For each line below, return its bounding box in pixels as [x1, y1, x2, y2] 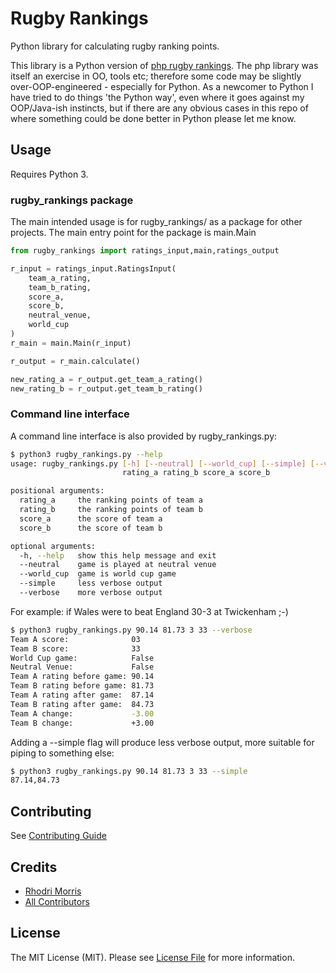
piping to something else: [10, 747, 115, 759]
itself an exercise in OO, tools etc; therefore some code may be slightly [10, 70, 302, 82]
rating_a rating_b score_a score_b [121, 468, 271, 478]
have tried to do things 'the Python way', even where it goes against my [10, 91, 305, 103]
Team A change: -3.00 [10, 708, 155, 719]
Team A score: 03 [10, 634, 141, 644]
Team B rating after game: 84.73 [10, 699, 155, 709]
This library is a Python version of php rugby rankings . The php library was [10, 59, 319, 71]
